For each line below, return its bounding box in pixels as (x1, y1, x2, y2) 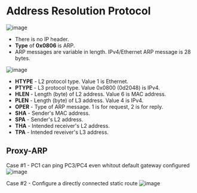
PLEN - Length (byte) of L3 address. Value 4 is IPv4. (14, 97, 144, 104)
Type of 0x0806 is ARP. (14, 42, 75, 49)
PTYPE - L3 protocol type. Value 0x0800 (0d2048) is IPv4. (14, 84, 160, 91)
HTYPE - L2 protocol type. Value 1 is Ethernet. (14, 78, 129, 85)
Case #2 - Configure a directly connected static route (6, 179, 138, 186)
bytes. (14, 54, 31, 62)
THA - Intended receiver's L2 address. (14, 122, 110, 129)
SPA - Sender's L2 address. (14, 115, 84, 123)
